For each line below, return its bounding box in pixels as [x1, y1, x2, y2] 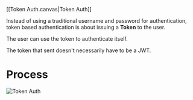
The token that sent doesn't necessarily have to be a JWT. [6, 47, 151, 54]
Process [6, 68, 48, 81]
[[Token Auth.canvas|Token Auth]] [6, 6, 92, 13]
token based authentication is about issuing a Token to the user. [6, 24, 166, 31]
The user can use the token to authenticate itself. [6, 35, 128, 42]
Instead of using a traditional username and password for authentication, [6, 17, 187, 24]
